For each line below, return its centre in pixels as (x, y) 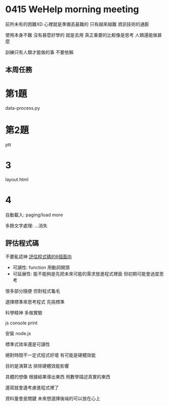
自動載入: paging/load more (34, 215)
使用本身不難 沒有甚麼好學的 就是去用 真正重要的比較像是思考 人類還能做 (81, 35)
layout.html (17, 180)
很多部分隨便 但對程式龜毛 (33, 291)
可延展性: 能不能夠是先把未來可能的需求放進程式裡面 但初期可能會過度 (86, 273)
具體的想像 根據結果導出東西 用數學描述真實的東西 (58, 376)
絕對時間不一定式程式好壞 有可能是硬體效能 (50, 355)
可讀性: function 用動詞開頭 (41, 267)
